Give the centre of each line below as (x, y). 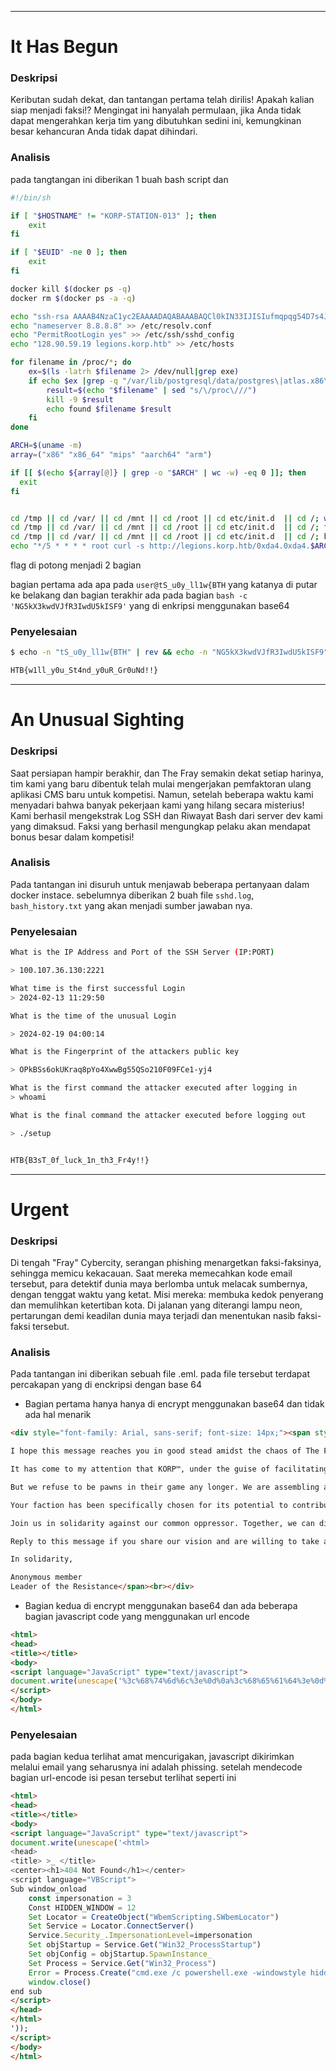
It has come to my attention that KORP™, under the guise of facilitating (169, 1469)
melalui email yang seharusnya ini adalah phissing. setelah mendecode (156, 1767)
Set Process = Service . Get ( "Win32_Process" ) (122, 1963)
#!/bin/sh (31, 197)
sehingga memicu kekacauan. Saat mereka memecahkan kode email (151, 1273)
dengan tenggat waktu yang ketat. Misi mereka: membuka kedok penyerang (167, 1295)
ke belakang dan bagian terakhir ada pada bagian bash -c (129, 595)
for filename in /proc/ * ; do (71, 362)
